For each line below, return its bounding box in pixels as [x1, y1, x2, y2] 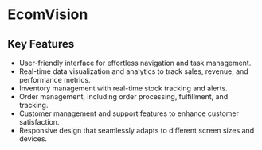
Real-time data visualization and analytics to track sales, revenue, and [18, 67, 248, 76]
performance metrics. [18, 75, 91, 84]
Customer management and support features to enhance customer [18, 109, 240, 118]
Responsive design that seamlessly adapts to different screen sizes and [18, 125, 255, 135]
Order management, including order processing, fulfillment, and [18, 92, 229, 101]
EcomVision [7, 6, 88, 24]
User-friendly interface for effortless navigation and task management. [18, 58, 252, 67]
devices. [18, 134, 48, 144]
